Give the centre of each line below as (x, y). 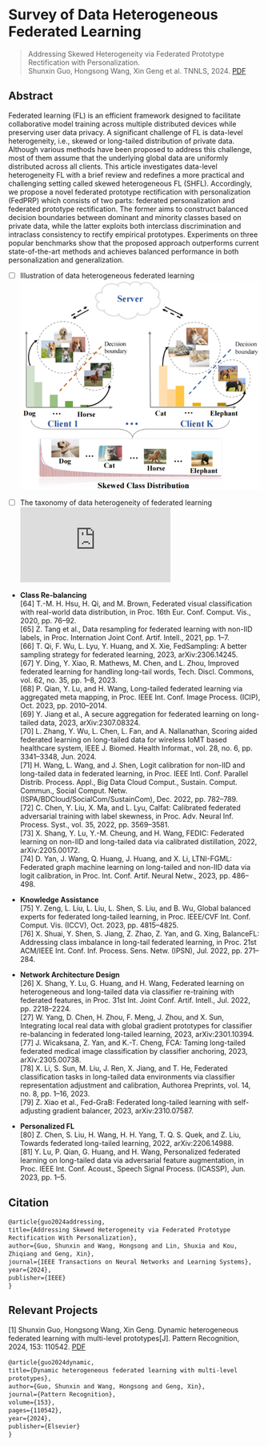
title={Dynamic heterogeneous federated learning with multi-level (123, 1370)
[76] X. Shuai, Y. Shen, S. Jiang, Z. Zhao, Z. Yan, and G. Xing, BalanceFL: (140, 934)
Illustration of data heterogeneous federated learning (107, 275)
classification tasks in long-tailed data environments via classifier (127, 1077)
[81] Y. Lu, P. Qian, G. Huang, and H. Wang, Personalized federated (130, 1152)
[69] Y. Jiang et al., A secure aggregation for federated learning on (130, 715)
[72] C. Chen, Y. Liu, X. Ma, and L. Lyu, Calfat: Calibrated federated (130, 808)
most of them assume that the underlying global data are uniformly (118, 158)
